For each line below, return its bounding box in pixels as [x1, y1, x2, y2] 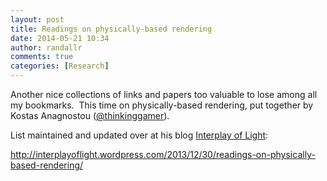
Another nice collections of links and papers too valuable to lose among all [10, 89, 318, 100]
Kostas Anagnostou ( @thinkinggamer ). [10, 110, 170, 121]
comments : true [10, 52, 74, 62]
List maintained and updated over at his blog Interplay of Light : [10, 129, 269, 141]
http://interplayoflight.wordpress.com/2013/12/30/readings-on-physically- [10, 149, 316, 160]
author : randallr [10, 42, 83, 53]
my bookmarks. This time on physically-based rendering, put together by [10, 99, 314, 111]
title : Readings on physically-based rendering [10, 24, 213, 34]
